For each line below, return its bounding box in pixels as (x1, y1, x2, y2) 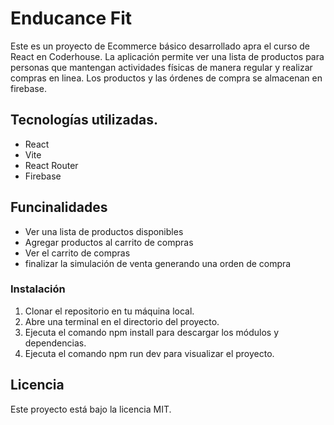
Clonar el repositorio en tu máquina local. (24, 305, 195, 317)
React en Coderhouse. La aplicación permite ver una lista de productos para (10, 50, 325, 62)
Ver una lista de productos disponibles (24, 225, 184, 237)
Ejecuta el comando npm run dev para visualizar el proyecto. (24, 347, 275, 359)
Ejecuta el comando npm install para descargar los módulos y (24, 326, 280, 338)
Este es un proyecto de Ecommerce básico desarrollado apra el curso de (10, 40, 311, 52)
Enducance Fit (10, 7, 133, 30)
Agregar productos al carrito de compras (24, 236, 194, 248)
